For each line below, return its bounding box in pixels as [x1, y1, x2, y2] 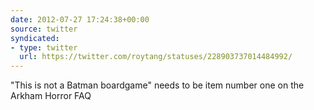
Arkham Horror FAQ [10, 90, 92, 102]
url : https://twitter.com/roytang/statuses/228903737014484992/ [19, 52, 293, 62]
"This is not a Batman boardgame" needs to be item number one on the [10, 79, 305, 91]
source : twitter [10, 24, 78, 34]
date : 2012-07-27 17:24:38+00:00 [10, 14, 150, 25]
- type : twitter [10, 42, 78, 53]
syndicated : [10, 33, 60, 43]
